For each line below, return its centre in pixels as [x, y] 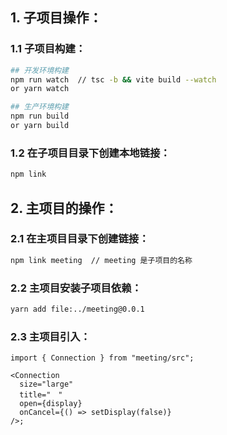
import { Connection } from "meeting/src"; [102, 358]
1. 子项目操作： [56, 18]
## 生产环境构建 [39, 107]
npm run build [40, 116]
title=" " [41, 395]
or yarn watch [40, 89]
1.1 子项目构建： [48, 49]
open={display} [51, 404]
